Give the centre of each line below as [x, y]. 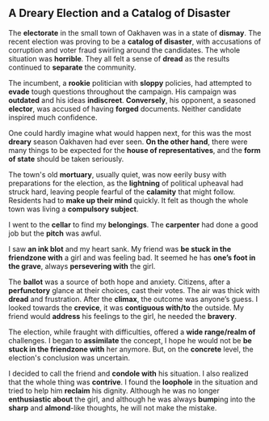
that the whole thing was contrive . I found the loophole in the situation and [133, 382]
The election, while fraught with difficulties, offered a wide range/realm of [132, 332]
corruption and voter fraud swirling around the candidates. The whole [124, 50]
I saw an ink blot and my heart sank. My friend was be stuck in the [120, 249]
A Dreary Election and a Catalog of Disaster [120, 13]
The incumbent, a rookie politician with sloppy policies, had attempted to [130, 83]
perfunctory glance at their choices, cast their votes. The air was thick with [134, 290]
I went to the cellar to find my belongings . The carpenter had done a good [133, 224]
